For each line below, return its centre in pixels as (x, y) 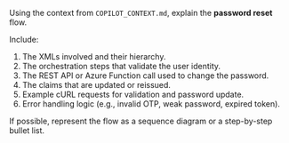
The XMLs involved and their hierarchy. (94, 56)
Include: (24, 40)
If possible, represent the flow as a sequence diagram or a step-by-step (141, 121)
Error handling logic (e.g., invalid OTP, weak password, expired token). (151, 104)
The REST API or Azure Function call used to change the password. (145, 75)
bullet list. (27, 131)
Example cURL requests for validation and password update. (133, 94)
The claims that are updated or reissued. (96, 85)
